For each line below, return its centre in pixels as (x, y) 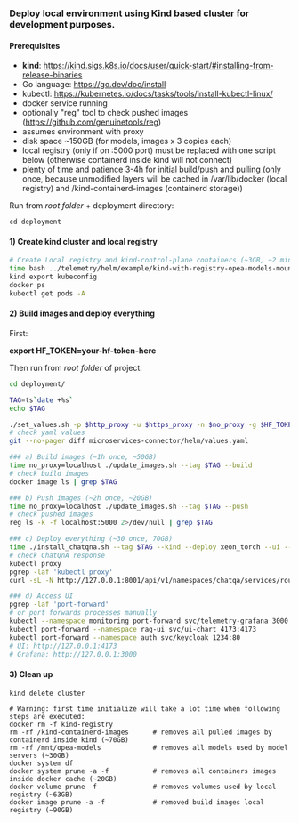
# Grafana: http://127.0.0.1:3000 (73, 654)
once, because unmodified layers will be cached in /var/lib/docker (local (154, 179)
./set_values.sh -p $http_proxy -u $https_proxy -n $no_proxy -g (133, 424)
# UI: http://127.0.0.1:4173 (63, 646)
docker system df (41, 763)
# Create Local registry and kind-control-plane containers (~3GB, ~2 (143, 261)
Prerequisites (35, 45)
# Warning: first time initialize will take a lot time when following (145, 709)
